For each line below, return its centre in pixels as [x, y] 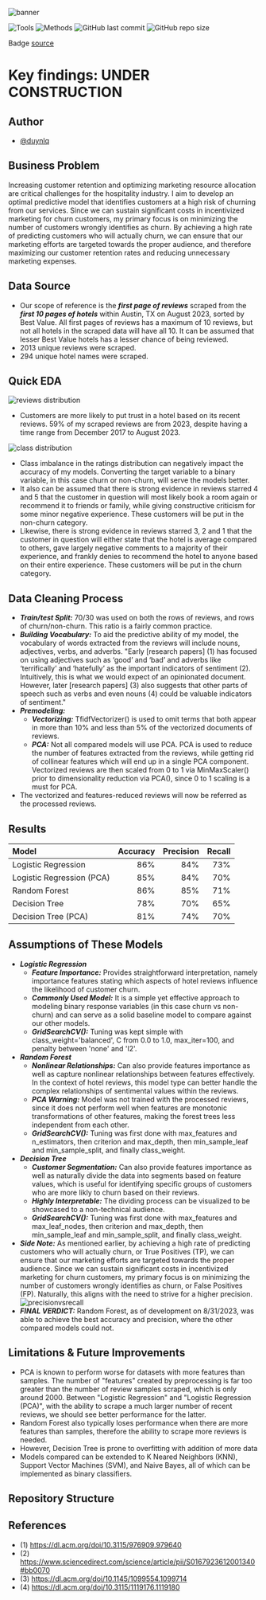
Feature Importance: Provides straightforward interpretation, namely [145, 972]
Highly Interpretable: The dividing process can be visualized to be [141, 1201]
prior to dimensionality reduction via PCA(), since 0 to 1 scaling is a [141, 778]
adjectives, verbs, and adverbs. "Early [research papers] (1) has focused [138, 651]
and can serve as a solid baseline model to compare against [153, 1015]
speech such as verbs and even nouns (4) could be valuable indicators [136, 694]
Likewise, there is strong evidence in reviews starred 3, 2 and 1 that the [136, 531]
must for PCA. [54, 787]
